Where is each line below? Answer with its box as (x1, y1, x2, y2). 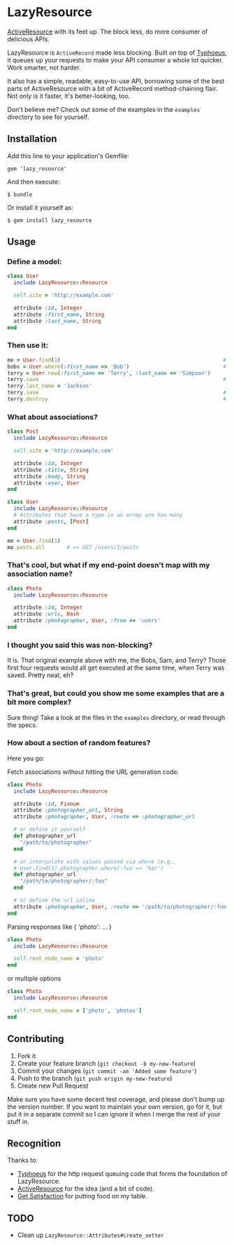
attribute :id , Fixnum (13, 800, 80, 808)
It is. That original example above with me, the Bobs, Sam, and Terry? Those (7, 656, 226, 665)
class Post (7, 428, 39, 435)
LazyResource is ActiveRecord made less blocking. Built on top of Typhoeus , (7, 48, 228, 57)
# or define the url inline (13, 897, 96, 904)
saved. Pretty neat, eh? (7, 671, 74, 679)
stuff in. (7, 1117, 29, 1126)
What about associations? (7, 412, 98, 422)
